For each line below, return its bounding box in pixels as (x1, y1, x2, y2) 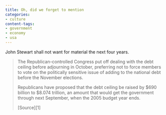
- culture (5, 16, 26, 21)
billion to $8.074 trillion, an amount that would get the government (17, 89, 154, 95)
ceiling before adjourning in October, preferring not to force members (17, 63, 161, 70)
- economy (5, 30, 26, 35)
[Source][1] (17, 104, 41, 110)
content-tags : (5, 21, 35, 26)
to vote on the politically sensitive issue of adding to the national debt (17, 69, 161, 75)
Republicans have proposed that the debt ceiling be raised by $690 (17, 84, 157, 90)
